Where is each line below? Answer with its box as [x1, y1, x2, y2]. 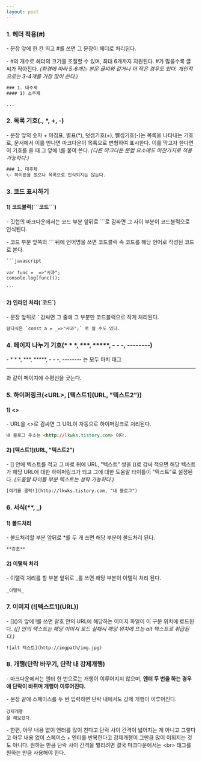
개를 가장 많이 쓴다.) [31, 72, 78, 80]
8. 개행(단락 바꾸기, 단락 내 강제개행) [6, 660, 105, 668]
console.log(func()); [6, 275, 61, 281]
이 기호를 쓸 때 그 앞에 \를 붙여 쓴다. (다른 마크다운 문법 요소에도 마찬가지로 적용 [6, 146, 192, 154]
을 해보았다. [6, 715, 33, 721]
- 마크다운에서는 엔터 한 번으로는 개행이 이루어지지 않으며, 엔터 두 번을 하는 [6, 674, 182, 682]
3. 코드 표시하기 [6, 187, 49, 196]
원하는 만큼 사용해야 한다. [6, 749, 66, 756]
